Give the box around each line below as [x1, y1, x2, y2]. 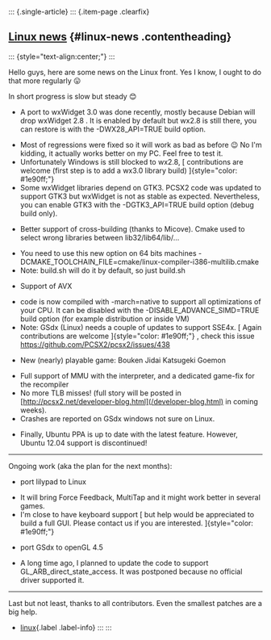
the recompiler [19, 379, 69, 389]
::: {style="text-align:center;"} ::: [8, 52, 115, 61]
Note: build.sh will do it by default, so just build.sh [19, 266, 186, 275]
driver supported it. [19, 575, 85, 584]
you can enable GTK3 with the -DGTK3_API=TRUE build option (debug [19, 199, 254, 209]
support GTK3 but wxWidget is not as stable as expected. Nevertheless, [19, 191, 261, 201]
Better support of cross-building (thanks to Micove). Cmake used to [19, 224, 245, 233]
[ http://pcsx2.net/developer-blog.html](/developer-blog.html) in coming [19, 396, 258, 406]
